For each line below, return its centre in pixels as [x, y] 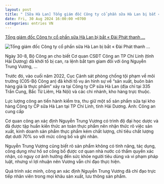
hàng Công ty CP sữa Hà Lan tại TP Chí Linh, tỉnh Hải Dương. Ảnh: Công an [80, 106]
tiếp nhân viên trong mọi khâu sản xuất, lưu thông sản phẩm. [66, 176]
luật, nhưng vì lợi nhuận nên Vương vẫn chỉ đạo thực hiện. [63, 161]
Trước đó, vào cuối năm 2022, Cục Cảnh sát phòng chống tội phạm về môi [80, 76]
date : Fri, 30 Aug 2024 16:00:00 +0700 [46, 19]
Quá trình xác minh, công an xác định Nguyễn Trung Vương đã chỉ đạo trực [81, 171]
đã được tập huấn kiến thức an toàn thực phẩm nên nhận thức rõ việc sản [79, 126]
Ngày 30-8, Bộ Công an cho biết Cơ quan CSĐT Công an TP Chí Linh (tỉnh [80, 56]
